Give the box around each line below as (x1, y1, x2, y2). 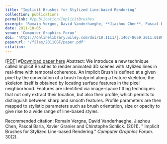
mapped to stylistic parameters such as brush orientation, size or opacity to (5, 103, 160, 109)
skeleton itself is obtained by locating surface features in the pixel (5, 80, 140, 86)
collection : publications (5, 12, 59, 17)
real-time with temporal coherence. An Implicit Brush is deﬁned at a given (5, 69, 156, 75)
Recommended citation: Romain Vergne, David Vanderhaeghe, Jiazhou (5, 118, 151, 124)
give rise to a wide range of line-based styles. (5, 108, 99, 114)
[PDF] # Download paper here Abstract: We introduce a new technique (5, 58, 149, 64)
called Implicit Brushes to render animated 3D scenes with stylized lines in (5, 63, 158, 69)
